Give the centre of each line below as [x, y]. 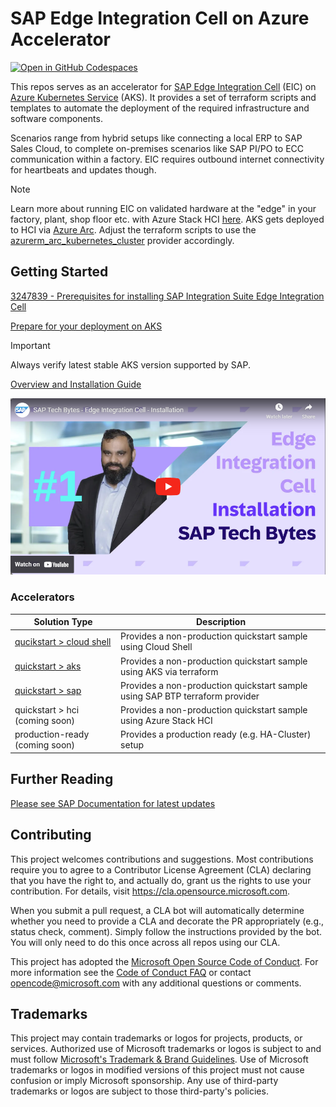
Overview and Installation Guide [76, 384]
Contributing [51, 835]
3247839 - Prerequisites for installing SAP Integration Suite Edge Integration [167, 296]
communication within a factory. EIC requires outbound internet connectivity [167, 159]
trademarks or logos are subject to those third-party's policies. [139, 1091]
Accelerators [42, 597]
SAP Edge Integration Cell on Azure [160, 18]
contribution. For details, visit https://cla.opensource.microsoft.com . [150, 891]
